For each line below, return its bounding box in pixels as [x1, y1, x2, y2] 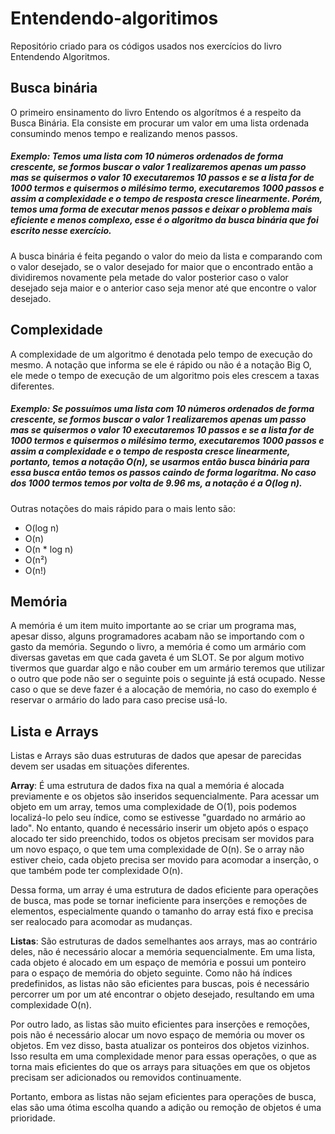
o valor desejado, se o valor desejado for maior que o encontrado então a [10, 260, 314, 272]
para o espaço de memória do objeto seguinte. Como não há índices [10, 967, 293, 979]
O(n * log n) [24, 543, 74, 555]
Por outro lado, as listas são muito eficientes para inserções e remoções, [10, 1018, 310, 1031]
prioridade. [10, 1112, 56, 1124]
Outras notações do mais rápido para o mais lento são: [10, 502, 236, 514]
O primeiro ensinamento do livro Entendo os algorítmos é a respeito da [10, 106, 302, 118]
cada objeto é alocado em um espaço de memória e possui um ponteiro [10, 957, 307, 969]
